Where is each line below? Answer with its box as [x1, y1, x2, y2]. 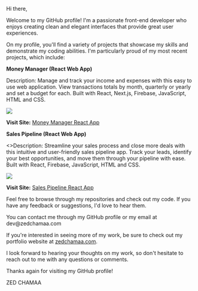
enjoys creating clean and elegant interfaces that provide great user [6, 23, 173, 30]
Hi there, [6, 5, 28, 12]
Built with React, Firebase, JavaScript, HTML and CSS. [6, 161, 141, 168]
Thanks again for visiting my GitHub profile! [6, 268, 114, 274]
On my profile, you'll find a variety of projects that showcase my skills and [6, 41, 188, 48]
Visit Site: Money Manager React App [6, 119, 100, 126]
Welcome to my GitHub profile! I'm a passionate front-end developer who [6, 17, 187, 23]
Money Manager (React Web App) [6, 65, 93, 72]
